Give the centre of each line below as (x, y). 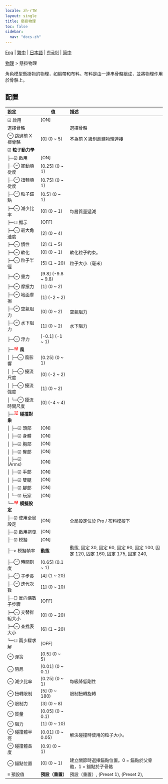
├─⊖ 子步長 (21, 576)
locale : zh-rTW (21, 11)
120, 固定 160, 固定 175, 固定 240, (111, 554)
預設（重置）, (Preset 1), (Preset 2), (106, 774)
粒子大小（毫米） (87, 263)
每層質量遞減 (83, 211)
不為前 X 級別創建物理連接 (96, 139)
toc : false (16, 27)
